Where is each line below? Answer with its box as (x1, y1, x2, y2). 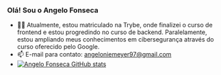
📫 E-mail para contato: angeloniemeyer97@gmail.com (16, 50, 172, 59)
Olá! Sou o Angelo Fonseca (7, 5, 99, 15)
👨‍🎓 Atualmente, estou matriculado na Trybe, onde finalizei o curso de (16, 21, 213, 29)
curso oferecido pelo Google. (16, 43, 100, 51)
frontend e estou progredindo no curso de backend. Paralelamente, (16, 28, 207, 36)
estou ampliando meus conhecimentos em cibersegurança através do (16, 35, 214, 44)
